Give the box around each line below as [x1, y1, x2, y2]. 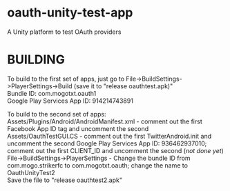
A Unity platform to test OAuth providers [7, 28, 122, 36]
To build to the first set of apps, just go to [7, 74, 125, 83]
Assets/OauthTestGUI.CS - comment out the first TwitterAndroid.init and [7, 132, 212, 140]
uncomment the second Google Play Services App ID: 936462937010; [7, 139, 207, 148]
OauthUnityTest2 [7, 168, 55, 177]
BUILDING [7, 52, 66, 68]
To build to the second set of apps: [7, 110, 106, 118]
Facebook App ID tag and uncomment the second [7, 124, 149, 132]
